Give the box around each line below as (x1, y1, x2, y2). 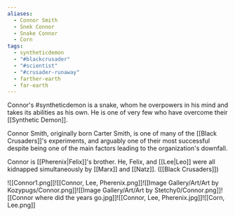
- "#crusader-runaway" (13, 69, 80, 75)
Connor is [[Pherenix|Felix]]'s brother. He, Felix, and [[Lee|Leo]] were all (7, 158, 215, 166)
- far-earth (13, 82, 49, 89)
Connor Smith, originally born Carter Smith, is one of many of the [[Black (7, 129, 217, 138)
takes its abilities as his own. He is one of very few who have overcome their (7, 108, 228, 117)
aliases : (7, 10, 33, 17)
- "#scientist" (13, 62, 58, 69)
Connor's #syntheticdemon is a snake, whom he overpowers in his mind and (7, 101, 229, 109)
